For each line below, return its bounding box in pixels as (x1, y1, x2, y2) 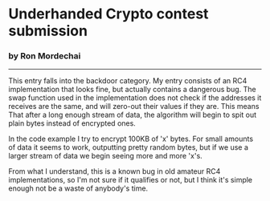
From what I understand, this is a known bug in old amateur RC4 (8, 167, 221, 176)
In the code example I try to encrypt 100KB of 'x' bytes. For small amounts (8, 134, 254, 144)
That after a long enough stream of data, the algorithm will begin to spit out (8, 110, 257, 120)
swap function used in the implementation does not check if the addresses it (8, 93, 262, 103)
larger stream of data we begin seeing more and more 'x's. (8, 151, 202, 161)
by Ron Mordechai (8, 50, 81, 62)
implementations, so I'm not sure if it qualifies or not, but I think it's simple (8, 175, 253, 185)
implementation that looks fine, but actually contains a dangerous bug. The (8, 85, 256, 94)
